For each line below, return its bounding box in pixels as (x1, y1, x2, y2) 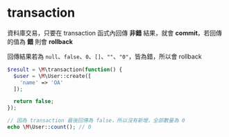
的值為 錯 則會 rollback (7, 37, 73, 46)
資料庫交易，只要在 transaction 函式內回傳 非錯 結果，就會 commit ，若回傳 (7, 29, 222, 37)
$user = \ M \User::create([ (13, 72, 92, 79)
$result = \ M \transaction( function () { (7, 66, 123, 73)
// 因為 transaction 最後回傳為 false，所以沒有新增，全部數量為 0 (7, 117, 185, 124)
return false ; (13, 98, 54, 105)
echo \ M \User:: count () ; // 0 (7, 124, 92, 131)
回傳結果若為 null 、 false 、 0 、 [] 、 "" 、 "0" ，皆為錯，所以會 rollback (7, 52, 203, 61)
